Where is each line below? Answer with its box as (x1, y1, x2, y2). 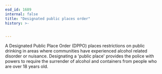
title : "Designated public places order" (5, 16, 91, 21)
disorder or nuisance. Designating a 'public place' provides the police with (5, 53, 155, 59)
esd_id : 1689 (5, 7, 32, 12)
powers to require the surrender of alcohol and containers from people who (5, 58, 157, 64)
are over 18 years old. (5, 64, 49, 70)
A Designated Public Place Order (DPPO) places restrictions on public (5, 43, 145, 49)
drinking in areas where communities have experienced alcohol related (5, 48, 147, 54)
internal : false (5, 12, 38, 17)
